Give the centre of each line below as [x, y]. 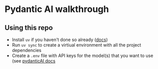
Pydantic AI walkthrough [57, 9]
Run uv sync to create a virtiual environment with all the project [77, 45]
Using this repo [29, 28]
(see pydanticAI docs [34, 61]
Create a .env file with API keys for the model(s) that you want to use [82, 55]
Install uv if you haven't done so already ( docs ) [60, 39]
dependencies [27, 50]
